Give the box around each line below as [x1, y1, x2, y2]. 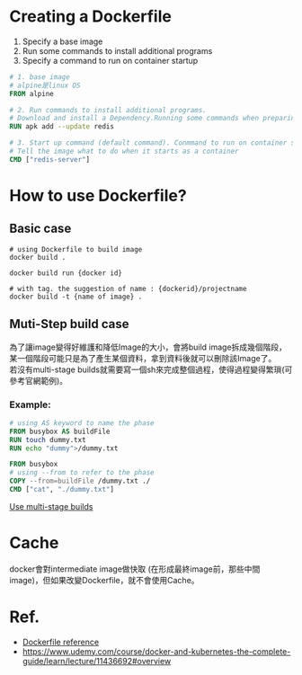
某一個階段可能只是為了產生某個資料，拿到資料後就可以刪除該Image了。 [9, 352, 277, 363]
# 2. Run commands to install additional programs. [9, 105, 207, 114]
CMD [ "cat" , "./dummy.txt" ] [9, 485, 115, 494]
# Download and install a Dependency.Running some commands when [9, 114, 259, 123]
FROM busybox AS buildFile [9, 427, 111, 436]
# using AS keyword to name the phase [9, 418, 155, 428]
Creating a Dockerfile [9, 6, 173, 27]
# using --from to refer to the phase [9, 468, 155, 477]
